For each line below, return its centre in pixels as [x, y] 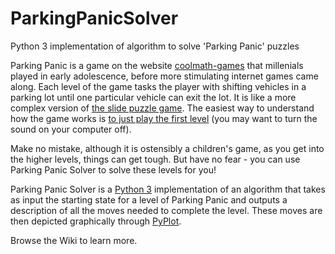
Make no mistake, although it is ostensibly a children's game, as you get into [167, 148]
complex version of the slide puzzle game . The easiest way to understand [162, 108]
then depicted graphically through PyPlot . [96, 221]
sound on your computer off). [71, 129]
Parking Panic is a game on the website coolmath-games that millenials [157, 65]
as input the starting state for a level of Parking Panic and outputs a [149, 199]
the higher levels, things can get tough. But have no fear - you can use [155, 159]
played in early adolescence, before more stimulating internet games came [164, 76]
